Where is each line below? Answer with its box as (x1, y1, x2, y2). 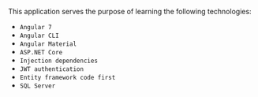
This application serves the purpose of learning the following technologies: (8, 7, 252, 16)
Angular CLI (19, 32, 59, 39)
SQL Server (19, 82, 56, 90)
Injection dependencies (19, 57, 99, 65)
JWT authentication (19, 65, 84, 73)
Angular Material (19, 40, 77, 48)
